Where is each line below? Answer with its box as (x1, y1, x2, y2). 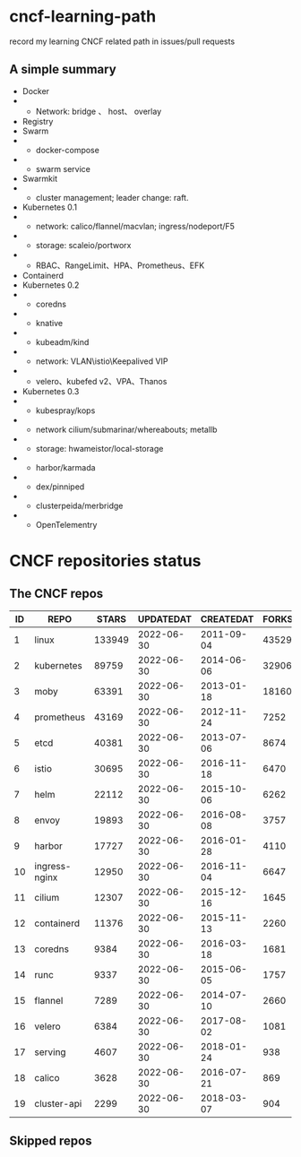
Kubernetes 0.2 (21, 280, 80, 290)
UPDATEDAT (137, 612, 193, 625)
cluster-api (34, 1097, 82, 1110)
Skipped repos (9, 1134, 92, 1149)
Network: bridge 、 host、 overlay (35, 106, 162, 117)
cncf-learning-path (9, 6, 157, 27)
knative (35, 317, 64, 328)
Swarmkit (21, 173, 58, 184)
